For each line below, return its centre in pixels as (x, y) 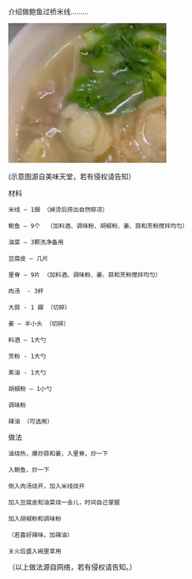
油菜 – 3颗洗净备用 (36, 243)
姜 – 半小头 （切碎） (39, 324)
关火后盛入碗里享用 (35, 551)
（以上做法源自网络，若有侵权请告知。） (72, 567)
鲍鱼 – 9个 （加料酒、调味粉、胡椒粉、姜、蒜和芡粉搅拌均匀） (98, 226)
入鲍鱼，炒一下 (29, 470)
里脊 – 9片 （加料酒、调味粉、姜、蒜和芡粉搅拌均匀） (85, 275)
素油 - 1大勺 (27, 373)
